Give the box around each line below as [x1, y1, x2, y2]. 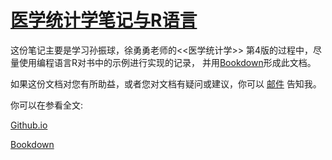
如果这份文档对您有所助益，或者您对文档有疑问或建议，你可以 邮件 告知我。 [10, 77, 322, 90]
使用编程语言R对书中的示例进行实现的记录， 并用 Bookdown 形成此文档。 [18, 56, 317, 68]
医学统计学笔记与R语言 [10, 9, 198, 32]
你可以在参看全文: [10, 99, 84, 111]
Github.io [10, 119, 48, 131]
